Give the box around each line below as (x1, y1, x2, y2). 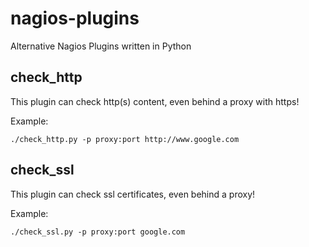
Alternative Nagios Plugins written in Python (10, 40, 192, 52)
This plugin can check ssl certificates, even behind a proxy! (10, 188, 256, 200)
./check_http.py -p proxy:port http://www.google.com (10, 134, 240, 144)
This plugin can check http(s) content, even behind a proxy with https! (10, 95, 300, 107)
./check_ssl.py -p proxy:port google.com (10, 227, 186, 237)
